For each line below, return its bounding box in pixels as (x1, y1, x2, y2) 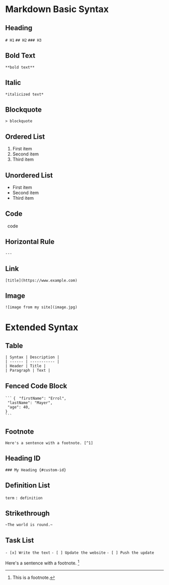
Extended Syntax (5, 321, 78, 333)
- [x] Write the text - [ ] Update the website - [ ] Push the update (5, 550, 154, 555)
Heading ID (5, 454, 41, 463)
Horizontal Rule (5, 237, 55, 246)
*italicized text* (5, 92, 44, 97)
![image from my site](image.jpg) (5, 305, 78, 310)
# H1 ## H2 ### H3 (5, 38, 42, 43)
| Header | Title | (5, 364, 46, 369)
